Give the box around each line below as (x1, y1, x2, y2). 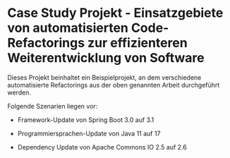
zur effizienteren (87, 35, 188, 51)
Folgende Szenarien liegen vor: (7, 102, 98, 110)
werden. (7, 88, 32, 97)
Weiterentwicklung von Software (7, 50, 205, 66)
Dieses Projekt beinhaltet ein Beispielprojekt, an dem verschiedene (7, 73, 202, 82)
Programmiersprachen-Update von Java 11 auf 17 (17, 129, 161, 138)
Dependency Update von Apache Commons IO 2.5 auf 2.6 (17, 142, 187, 151)
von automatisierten (7, 20, 128, 36)
